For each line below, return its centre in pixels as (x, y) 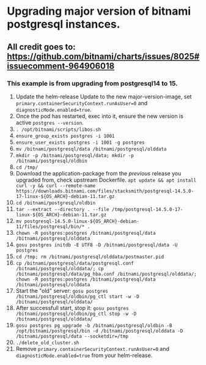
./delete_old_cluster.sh (47, 343)
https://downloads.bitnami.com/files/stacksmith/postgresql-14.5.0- (105, 191)
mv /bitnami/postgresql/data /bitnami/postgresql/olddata (91, 149)
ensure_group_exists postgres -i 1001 (65, 136)
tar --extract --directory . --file (62, 209)
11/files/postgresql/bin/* (50, 227)
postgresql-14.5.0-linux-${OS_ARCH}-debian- (82, 221)
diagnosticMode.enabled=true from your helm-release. (84, 355)
